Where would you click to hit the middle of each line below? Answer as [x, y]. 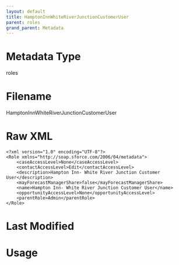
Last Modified [40, 226]
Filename [29, 97]
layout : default [26, 11]
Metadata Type [43, 57]
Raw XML [29, 137]
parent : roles [23, 22]
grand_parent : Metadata [35, 28]
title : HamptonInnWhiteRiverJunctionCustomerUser [68, 17]
